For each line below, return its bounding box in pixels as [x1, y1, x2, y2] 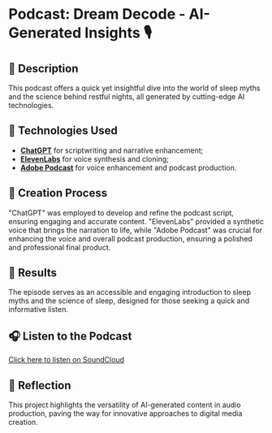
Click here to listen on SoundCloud [8, 355, 124, 365]
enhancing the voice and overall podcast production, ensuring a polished [8, 233, 253, 244]
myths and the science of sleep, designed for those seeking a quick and [8, 296, 250, 305]
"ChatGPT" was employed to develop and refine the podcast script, [8, 208, 234, 218]
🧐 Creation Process [8, 186, 108, 200]
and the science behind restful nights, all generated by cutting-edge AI [8, 92, 245, 102]
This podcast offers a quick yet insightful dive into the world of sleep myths [8, 83, 261, 93]
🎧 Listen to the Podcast [8, 329, 132, 343]
